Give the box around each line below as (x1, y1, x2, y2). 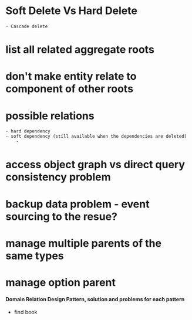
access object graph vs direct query (5, 158, 186, 171)
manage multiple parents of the (5, 236, 162, 250)
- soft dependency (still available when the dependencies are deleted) (5, 134, 187, 139)
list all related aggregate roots (5, 43, 155, 56)
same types (5, 249, 64, 262)
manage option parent (5, 276, 116, 289)
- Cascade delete (5, 23, 48, 29)
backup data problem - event (5, 198, 150, 210)
